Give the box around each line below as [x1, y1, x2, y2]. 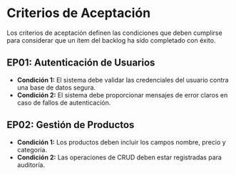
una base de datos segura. [16, 83, 96, 92]
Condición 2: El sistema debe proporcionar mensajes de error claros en [16, 90, 228, 99]
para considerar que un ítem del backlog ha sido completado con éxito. [6, 36, 216, 44]
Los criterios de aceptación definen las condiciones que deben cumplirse [6, 28, 222, 37]
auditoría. [16, 160, 46, 169]
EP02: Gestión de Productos [6, 119, 135, 131]
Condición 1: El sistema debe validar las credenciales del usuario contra [16, 75, 229, 84]
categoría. [16, 145, 48, 154]
